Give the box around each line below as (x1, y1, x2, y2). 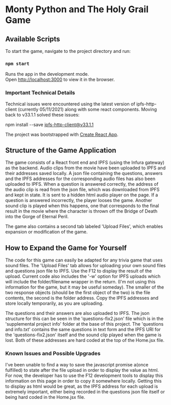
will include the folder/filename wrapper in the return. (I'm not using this (5, 279, 156, 285)
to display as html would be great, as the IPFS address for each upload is (5, 383, 158, 389)
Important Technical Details (5, 89, 75, 96)
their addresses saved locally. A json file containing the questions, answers (5, 170, 163, 177)
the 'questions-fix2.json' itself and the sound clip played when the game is (5, 332, 162, 338)
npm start (5, 61, 30, 67)
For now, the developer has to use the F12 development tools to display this (5, 372, 163, 379)
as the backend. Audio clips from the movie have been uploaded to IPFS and (5, 165, 166, 171)
